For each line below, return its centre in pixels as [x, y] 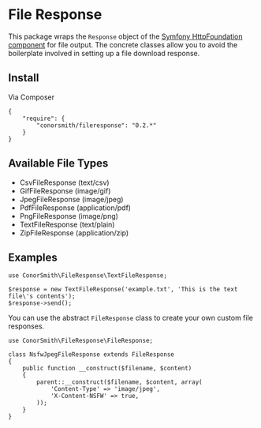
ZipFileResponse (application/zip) [74, 233]
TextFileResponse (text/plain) [67, 224]
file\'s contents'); [42, 297]
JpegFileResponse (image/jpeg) [71, 199]
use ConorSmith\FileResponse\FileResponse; [81, 341]
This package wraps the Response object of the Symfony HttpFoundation [125, 36]
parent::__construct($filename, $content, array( [119, 382]
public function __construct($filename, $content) [107, 369]
